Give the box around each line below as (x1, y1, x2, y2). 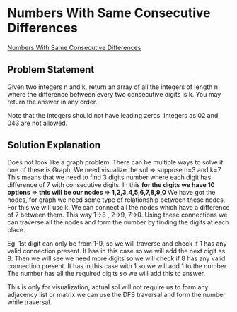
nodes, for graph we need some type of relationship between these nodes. (7, 196, 226, 204)
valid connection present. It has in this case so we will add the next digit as (7, 246, 226, 255)
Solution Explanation (7, 139, 101, 151)
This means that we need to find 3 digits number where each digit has (7, 173, 212, 181)
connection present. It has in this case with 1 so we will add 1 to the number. (7, 261, 229, 270)
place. (7, 225, 26, 234)
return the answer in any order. (7, 97, 98, 106)
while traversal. (7, 298, 52, 306)
